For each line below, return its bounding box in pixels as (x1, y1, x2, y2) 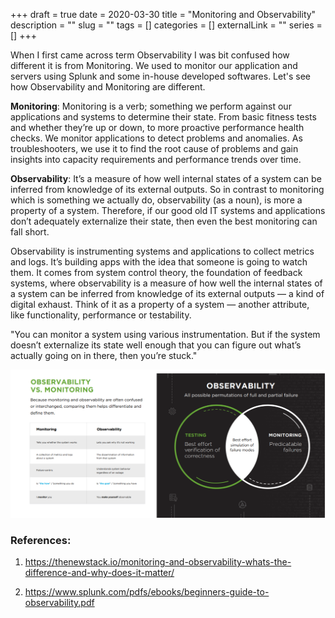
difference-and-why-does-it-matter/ (24, 567, 175, 579)
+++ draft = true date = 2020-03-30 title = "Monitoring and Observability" (10, 9, 317, 20)
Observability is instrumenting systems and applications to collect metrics (10, 245, 315, 257)
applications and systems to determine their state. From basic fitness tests (10, 111, 317, 123)
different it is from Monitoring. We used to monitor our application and (10, 60, 298, 71)
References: (10, 533, 72, 547)
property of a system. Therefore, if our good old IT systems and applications (10, 205, 326, 216)
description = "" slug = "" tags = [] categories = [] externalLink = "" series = (10, 19, 323, 31)
